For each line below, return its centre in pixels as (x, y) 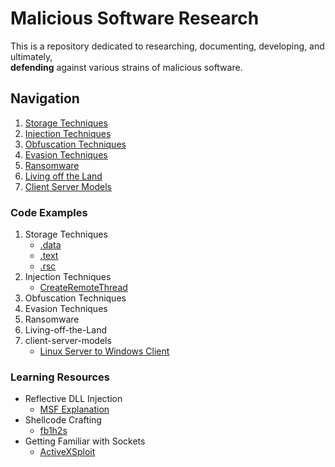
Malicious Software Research (135, 18)
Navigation (45, 98)
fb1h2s (53, 431)
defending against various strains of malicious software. (126, 67)
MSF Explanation (74, 409)
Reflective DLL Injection (73, 399)
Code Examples (49, 212)
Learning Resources (60, 377)
